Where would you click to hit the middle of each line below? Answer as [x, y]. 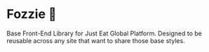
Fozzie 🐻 [32, 14]
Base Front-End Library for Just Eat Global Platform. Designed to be [104, 33]
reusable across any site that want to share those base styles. [96, 40]
